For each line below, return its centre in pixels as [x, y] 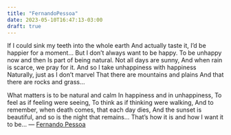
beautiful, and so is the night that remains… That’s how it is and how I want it [115, 117]
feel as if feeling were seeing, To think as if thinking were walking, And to [111, 103]
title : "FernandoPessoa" [43, 13]
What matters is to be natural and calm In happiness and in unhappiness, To [114, 95]
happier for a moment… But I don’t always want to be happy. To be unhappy [114, 53]
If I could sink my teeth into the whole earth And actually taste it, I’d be [107, 46]
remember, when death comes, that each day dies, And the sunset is [104, 110]
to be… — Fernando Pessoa [46, 125]
